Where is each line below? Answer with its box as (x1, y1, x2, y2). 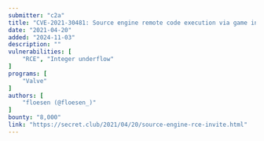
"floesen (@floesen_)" (22, 99, 97, 107)
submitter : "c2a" (8, 11, 65, 20)
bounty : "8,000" (8, 114, 61, 121)
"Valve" (22, 77, 47, 85)
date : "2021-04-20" (8, 26, 72, 34)
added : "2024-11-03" (8, 33, 76, 42)
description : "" (8, 41, 61, 49)
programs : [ (8, 70, 47, 78)
